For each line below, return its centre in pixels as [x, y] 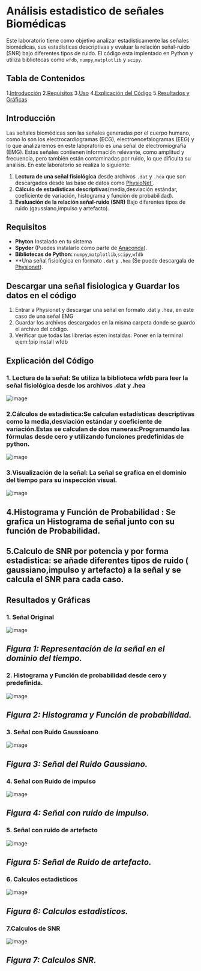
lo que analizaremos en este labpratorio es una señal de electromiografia [96, 145]
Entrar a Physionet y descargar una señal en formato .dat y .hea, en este [104, 310]
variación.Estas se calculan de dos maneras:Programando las [98, 429]
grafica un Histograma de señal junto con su [91, 521]
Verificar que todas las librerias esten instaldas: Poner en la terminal [99, 335]
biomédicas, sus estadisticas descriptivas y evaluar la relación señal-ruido [98, 47]
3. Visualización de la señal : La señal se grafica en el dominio [97, 473]
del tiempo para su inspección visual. [62, 480]
